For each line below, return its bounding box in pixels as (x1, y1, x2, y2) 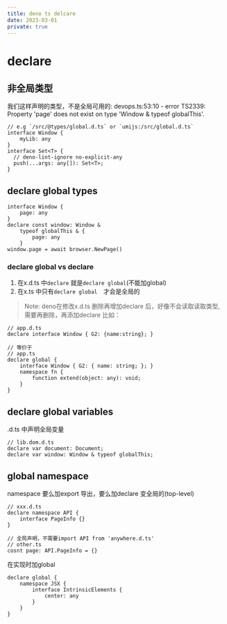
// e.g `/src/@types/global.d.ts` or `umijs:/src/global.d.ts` (7, 123, 194, 131)
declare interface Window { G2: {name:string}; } (7, 331, 154, 338)
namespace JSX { (19, 580, 67, 588)
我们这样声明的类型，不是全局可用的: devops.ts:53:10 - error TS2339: (7, 102, 206, 111)
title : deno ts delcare (7, 10, 76, 17)
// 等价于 (7, 344, 33, 351)
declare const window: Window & (7, 222, 101, 229)
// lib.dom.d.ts (7, 439, 54, 446)
